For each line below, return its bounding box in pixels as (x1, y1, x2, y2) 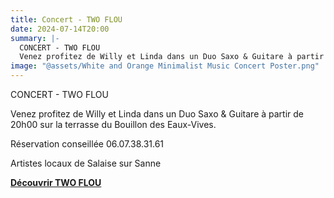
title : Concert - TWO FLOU (10, 14, 123, 25)
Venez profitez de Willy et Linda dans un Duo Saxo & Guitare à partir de (10, 108, 305, 120)
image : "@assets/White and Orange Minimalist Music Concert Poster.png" (10, 61, 320, 71)
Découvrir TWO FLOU (10, 177, 102, 188)
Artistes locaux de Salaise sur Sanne (10, 157, 162, 169)
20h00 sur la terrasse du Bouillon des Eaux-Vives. (10, 119, 217, 130)
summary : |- (10, 33, 60, 43)
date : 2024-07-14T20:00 (10, 24, 110, 34)
